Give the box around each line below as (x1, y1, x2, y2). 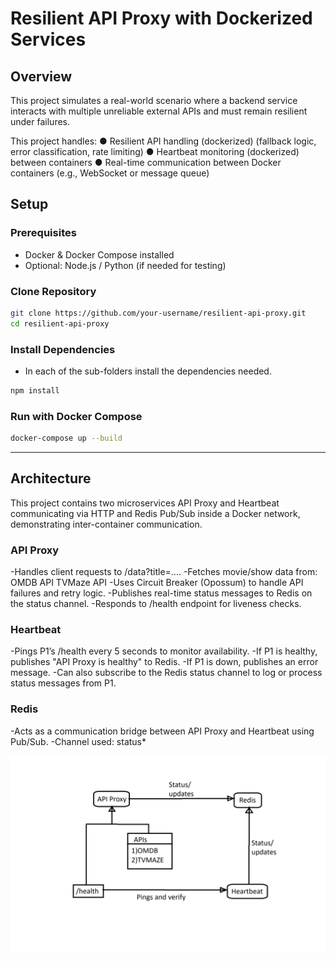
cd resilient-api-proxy (10, 318, 110, 329)
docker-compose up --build (10, 433, 123, 444)
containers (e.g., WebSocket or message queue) (10, 167, 210, 179)
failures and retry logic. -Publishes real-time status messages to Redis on (10, 587, 313, 599)
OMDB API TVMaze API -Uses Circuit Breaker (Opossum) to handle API (10, 577, 304, 589)
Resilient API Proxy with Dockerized (10, 7, 313, 30)
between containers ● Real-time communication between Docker (10, 157, 282, 168)
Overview (10, 68, 73, 85)
